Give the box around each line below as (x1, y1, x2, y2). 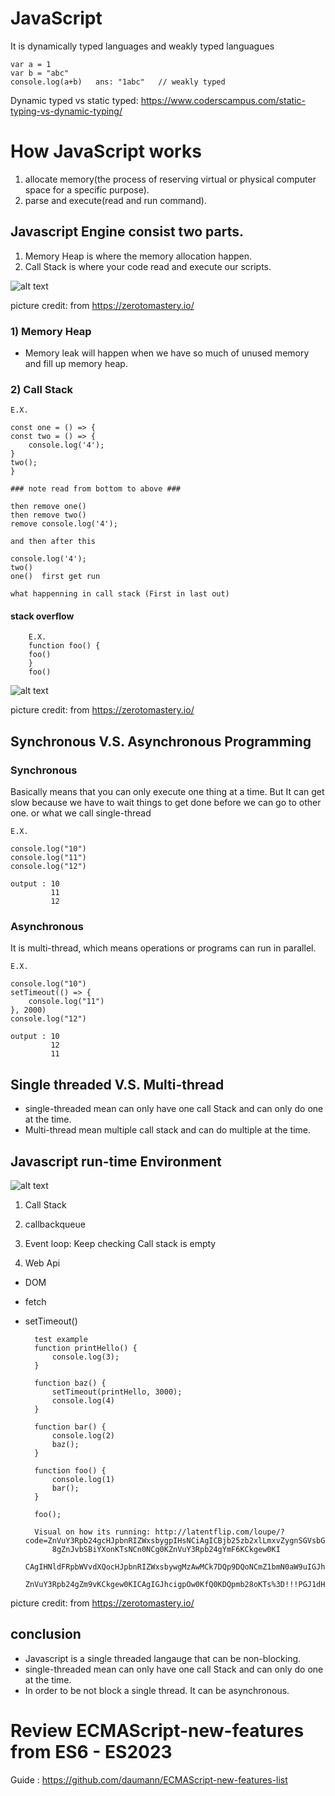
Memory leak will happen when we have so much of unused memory (24, 347, 310, 359)
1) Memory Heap (10, 324, 92, 338)
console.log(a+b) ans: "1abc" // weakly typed (10, 77, 226, 87)
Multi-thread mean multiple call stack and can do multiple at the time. (24, 1124, 312, 1136)
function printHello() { (34, 1343, 138, 1354)
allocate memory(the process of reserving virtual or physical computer (24, 173, 317, 185)
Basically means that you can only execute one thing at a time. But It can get (10, 786, 325, 798)
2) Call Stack (10, 382, 74, 396)
